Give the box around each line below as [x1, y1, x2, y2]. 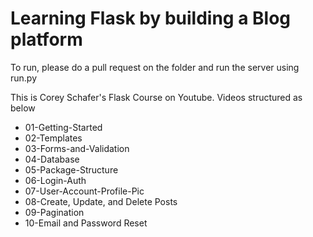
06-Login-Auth [24, 174, 87, 186]
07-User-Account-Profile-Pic [24, 185, 145, 197]
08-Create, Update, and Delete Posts [24, 195, 178, 207]
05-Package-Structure [24, 163, 119, 176]
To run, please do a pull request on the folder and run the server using [10, 61, 300, 73]
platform [10, 28, 83, 51]
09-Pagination [24, 206, 85, 218]
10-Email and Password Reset [24, 217, 148, 229]
